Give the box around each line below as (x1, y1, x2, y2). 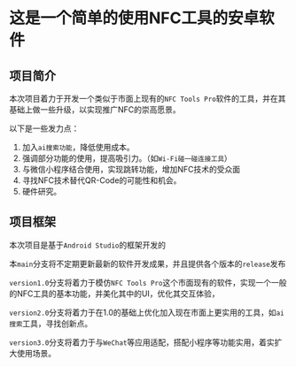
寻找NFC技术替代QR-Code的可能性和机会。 (21, 175, 182, 186)
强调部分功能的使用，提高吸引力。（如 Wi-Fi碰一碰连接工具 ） (21, 153, 232, 164)
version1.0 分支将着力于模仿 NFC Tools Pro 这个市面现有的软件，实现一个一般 (9, 277, 287, 287)
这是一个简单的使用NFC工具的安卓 (9, 8, 260, 28)
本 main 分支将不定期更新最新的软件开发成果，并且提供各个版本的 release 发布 (9, 258, 286, 269)
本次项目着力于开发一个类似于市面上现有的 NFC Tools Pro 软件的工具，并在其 (9, 94, 286, 103)
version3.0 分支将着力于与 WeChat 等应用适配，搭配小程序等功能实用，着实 (9, 337, 275, 348)
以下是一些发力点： (9, 123, 80, 134)
